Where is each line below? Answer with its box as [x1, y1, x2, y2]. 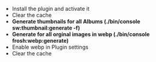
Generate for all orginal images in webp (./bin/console [11, 31, 150, 38]
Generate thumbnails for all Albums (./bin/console [11, 18, 140, 25]
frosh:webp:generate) [11, 37, 69, 44]
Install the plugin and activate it [11, 5, 90, 12]
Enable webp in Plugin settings [11, 43, 89, 51]
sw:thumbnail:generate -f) [11, 24, 80, 31]
